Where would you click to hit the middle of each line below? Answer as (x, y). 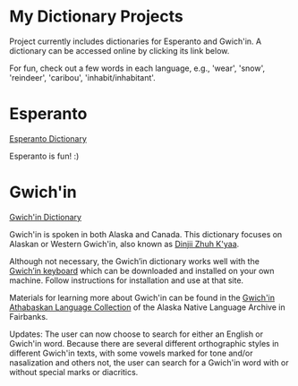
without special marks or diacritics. (74, 372)
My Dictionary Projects (96, 17)
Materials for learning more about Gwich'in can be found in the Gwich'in (142, 297)
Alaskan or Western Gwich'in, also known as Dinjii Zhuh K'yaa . (124, 244)
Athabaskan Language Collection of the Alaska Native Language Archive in (147, 307)
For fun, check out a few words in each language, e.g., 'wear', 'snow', (137, 68)
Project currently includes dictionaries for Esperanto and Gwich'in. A (136, 41)
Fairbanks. (29, 316)
